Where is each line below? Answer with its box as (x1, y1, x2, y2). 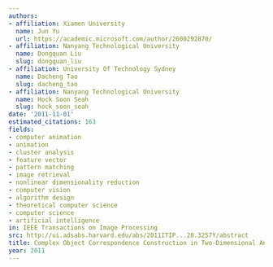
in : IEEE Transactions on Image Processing (8, 224, 158, 232)
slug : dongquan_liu (15, 58, 82, 66)
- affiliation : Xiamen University (8, 20, 126, 28)
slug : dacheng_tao (15, 80, 79, 88)
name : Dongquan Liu (15, 50, 82, 58)
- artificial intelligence (8, 217, 100, 225)
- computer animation (8, 133, 82, 141)
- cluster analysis (8, 148, 75, 156)
